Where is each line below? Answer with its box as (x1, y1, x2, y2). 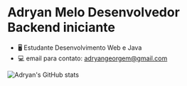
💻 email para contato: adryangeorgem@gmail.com (17, 54, 168, 63)
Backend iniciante (7, 19, 116, 36)
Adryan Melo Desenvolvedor (7, 4, 180, 21)
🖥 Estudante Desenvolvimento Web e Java (17, 43, 142, 52)
